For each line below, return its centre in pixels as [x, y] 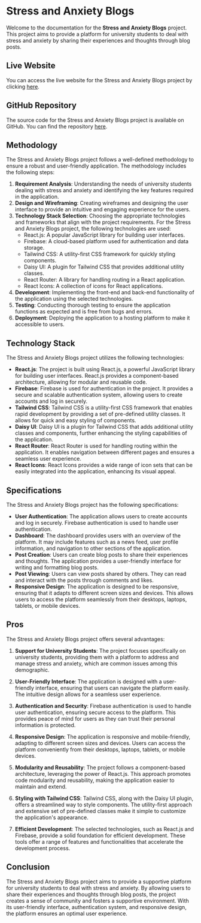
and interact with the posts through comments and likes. [84, 580]
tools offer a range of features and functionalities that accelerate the [99, 841]
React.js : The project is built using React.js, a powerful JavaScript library [105, 369]
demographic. [32, 670]
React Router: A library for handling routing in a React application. [104, 280]
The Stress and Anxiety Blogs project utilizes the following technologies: [95, 358]
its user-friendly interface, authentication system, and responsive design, [96, 907]
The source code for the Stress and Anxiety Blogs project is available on [95, 120]
